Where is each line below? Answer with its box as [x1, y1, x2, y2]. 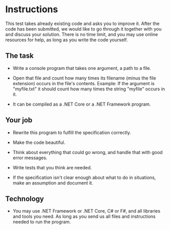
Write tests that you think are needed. [12, 164, 92, 170]
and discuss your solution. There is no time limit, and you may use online [5, 31, 158, 37]
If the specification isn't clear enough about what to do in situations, [12, 174, 156, 181]
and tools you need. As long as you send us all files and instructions [12, 213, 156, 220]
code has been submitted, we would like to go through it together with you [5, 25, 162, 32]
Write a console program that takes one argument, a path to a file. [12, 65, 152, 71]
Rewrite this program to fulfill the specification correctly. [12, 129, 131, 136]
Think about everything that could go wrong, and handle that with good [12, 149, 163, 155]
